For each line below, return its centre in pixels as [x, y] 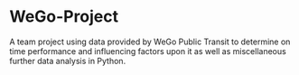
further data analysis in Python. [68, 61]
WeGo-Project [64, 17]
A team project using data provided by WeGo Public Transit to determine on [150, 42]
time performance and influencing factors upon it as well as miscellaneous [148, 51]
